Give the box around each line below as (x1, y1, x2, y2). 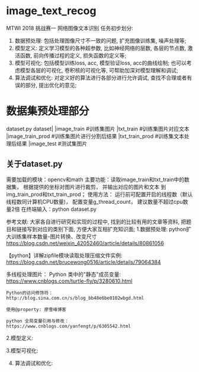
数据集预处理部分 (6, 105, 90, 118)
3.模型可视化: (6, 347, 38, 354)
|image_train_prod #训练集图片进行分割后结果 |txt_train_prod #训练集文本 (6, 132, 185, 140)
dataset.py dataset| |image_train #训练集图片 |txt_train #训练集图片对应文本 (6, 125, 190, 132)
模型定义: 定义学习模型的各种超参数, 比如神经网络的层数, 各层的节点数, (14, 44, 187, 52)
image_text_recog (6, 4, 97, 18)
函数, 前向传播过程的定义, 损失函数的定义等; (20, 52, 126, 59)
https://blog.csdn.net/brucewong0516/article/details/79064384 (6, 258, 161, 265)
